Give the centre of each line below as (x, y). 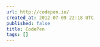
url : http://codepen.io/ (38, 12)
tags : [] (17, 35)
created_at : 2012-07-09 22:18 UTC (50, 18)
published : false (28, 23)
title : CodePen (26, 29)
